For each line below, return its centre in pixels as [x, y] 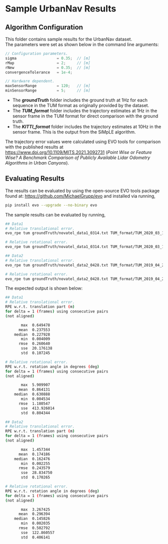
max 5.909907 [35, 385]
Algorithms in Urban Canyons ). [37, 163]
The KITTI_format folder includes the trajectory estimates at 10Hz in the [87, 126]
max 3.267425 [35, 509]
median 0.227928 [32, 334]
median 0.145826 [32, 519]
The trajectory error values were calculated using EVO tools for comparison [83, 141]
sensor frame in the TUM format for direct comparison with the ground [85, 116]
